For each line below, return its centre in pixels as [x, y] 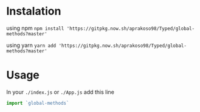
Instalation [34, 11]
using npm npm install [35, 28]
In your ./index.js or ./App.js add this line [60, 92]
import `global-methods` [38, 103]
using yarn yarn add [31, 45]
